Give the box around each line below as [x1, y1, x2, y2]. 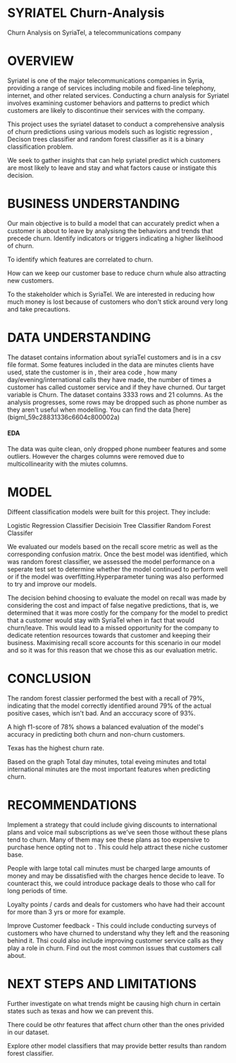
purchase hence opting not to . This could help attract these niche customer [7, 842, 228, 851]
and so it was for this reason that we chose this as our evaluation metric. [7, 646, 218, 654]
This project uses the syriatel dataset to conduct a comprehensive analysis [7, 120, 225, 128]
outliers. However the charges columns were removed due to [7, 452, 185, 460]
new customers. [7, 276, 54, 285]
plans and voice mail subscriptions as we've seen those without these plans [7, 828, 228, 836]
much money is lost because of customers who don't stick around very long [7, 297, 228, 306]
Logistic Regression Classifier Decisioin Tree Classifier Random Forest [7, 521, 211, 529]
